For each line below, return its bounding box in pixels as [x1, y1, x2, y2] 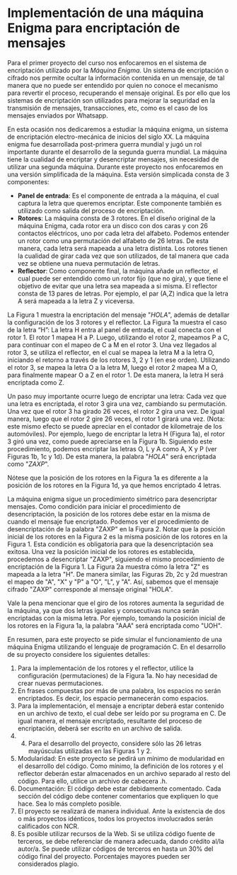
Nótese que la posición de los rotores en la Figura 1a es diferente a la [7, 473, 209, 482]
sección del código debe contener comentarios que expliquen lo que [17, 791, 219, 800]
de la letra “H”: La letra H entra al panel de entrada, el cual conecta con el [7, 325, 221, 334]
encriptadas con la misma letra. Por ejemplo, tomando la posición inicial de [7, 614, 226, 622]
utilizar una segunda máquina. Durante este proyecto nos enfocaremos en [7, 162, 224, 171]
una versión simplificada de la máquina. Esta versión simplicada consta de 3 [7, 170, 230, 179]
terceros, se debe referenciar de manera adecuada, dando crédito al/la [17, 837, 224, 845]
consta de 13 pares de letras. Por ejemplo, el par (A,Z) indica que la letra [17, 289, 229, 298]
